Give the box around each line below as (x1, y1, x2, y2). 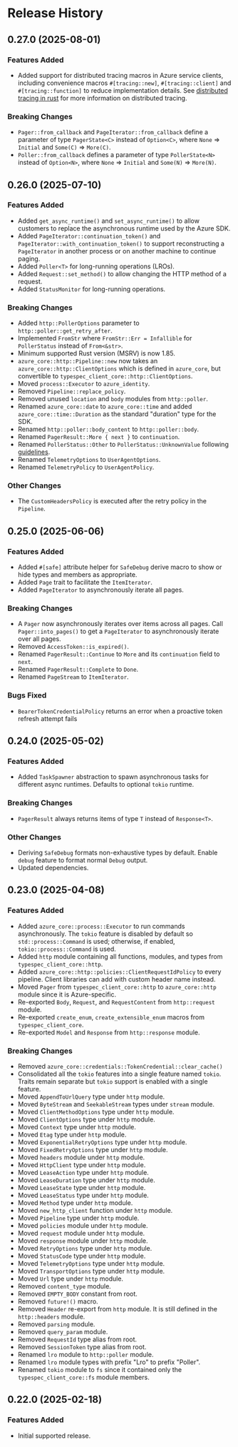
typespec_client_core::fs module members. (17, 1373, 150, 1381)
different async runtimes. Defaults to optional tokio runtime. (17, 780, 195, 789)
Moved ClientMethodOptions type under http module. (17, 1108, 175, 1116)
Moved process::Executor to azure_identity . (17, 380, 150, 388)
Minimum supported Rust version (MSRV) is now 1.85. (17, 349, 176, 358)
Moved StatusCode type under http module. (17, 1251, 146, 1260)
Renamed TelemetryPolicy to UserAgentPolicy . (17, 463, 155, 472)
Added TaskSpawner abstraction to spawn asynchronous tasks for (17, 772, 209, 781)
